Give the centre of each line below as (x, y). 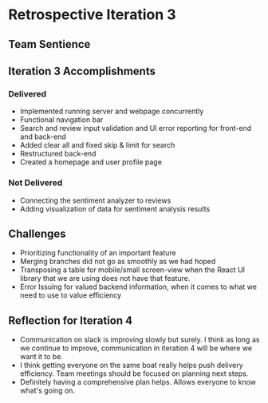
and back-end (43, 136)
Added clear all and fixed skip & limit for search (97, 145)
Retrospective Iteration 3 (93, 15)
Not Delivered (35, 183)
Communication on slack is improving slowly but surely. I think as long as (140, 340)
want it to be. (41, 357)
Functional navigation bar (61, 120)
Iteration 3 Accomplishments (82, 71)
